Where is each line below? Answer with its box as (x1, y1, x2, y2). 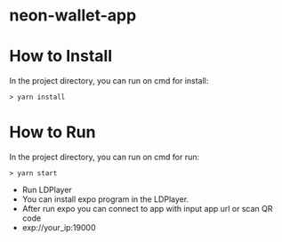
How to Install (9, 46, 113, 67)
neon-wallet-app (9, 5, 137, 26)
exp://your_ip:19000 (21, 222, 96, 233)
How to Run (9, 122, 96, 142)
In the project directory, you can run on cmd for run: (9, 152, 200, 163)
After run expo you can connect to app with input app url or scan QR (21, 204, 273, 214)
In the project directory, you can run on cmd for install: (9, 76, 209, 86)
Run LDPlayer (21, 184, 73, 196)
